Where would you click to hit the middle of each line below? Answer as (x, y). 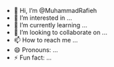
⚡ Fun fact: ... (32, 57)
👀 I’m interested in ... (43, 18)
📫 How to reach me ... (46, 40)
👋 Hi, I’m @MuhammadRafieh (55, 11)
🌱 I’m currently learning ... (50, 25)
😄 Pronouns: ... (36, 50)
